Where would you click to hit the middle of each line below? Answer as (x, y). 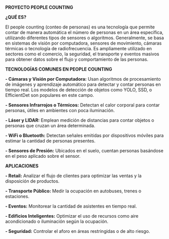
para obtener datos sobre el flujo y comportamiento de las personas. (77, 59)
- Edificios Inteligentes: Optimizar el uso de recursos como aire (72, 216)
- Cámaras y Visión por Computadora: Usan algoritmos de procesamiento (83, 79)
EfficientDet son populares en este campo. (50, 95)
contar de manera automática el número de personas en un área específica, (84, 32)
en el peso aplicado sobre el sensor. (43, 156)
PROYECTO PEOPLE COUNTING (39, 7)
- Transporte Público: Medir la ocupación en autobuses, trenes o (73, 191)
